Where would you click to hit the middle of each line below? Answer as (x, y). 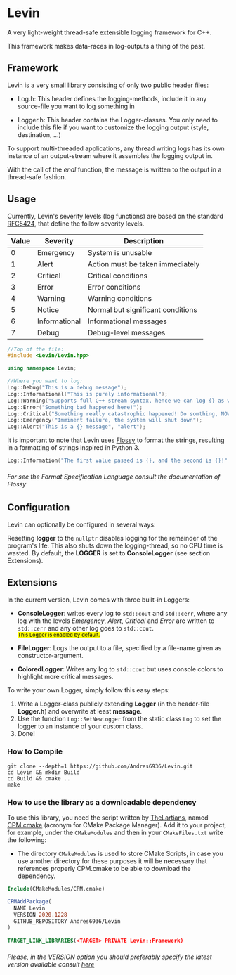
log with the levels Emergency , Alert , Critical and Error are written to (116, 621)
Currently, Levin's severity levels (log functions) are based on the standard (115, 216)
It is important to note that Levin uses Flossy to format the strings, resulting (116, 440)
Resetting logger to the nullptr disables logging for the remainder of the (112, 538)
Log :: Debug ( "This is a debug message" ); (67, 388)
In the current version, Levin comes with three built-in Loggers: (98, 600)
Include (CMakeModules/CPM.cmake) (56, 889)
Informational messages (127, 321)
